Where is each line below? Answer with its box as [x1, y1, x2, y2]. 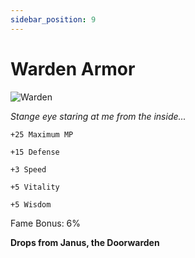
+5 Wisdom [10, 199, 52, 210]
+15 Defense [10, 147, 60, 157]
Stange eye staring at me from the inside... [10, 110, 187, 122]
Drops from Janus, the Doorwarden [10, 236, 160, 248]
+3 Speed [10, 164, 47, 175]
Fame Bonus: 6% [10, 217, 82, 229]
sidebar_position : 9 [10, 14, 97, 25]
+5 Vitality [10, 182, 60, 192]
